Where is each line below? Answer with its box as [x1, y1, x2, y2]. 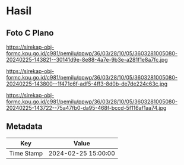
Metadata [6, 122, 43, 132]
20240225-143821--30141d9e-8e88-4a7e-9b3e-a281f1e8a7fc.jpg [6, 56, 168, 63]
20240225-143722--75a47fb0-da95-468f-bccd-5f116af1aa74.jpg [6, 104, 167, 111]
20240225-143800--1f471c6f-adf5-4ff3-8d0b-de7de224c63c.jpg [6, 80, 168, 87]
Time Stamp [9, 149, 43, 157]
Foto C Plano [6, 28, 54, 38]
